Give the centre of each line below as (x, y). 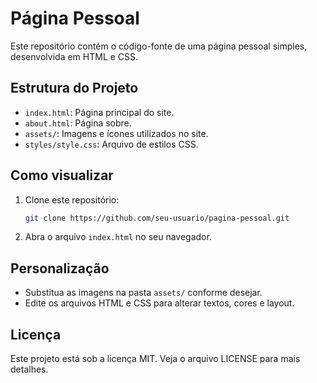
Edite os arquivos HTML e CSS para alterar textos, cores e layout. (159, 303)
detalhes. (29, 369)
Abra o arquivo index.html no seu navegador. (118, 237)
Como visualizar (62, 175)
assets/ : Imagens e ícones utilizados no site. (116, 133)
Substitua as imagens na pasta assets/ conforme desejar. (143, 293)
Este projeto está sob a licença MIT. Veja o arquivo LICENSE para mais (155, 359)
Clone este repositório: (72, 199)
